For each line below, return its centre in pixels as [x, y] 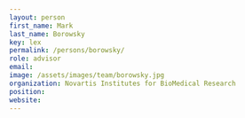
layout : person [37, 17]
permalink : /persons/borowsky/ [67, 51]
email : [21, 67]
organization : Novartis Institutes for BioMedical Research [123, 83]
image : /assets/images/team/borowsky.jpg [87, 75]
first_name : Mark [41, 26]
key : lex [25, 42]
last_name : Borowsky [47, 34]
